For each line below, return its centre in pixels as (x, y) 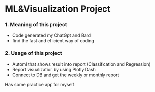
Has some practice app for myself (40, 84)
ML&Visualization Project (58, 9)
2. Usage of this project (34, 53)
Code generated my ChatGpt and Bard (52, 35)
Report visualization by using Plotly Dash (54, 69)
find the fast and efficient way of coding (53, 41)
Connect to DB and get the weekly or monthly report (66, 75)
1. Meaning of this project (36, 25)
